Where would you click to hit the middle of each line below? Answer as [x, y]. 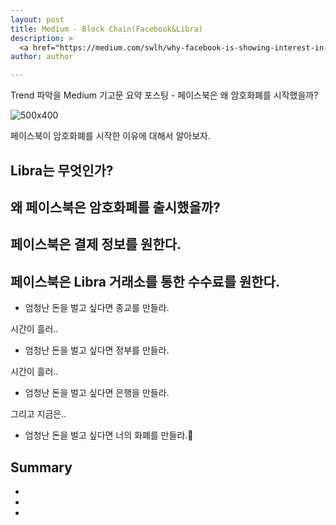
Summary [41, 467]
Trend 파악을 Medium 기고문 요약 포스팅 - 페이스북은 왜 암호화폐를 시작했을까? [164, 95]
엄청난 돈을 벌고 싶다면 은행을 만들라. [97, 393]
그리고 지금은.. [38, 414]
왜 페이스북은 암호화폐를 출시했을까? [115, 207]
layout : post [37, 19]
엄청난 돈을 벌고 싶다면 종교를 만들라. [97, 308]
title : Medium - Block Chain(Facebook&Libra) [106, 29]
